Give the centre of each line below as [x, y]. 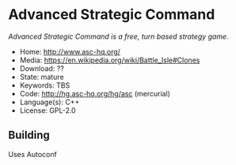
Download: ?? [42, 68]
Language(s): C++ [49, 102]
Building [29, 135]
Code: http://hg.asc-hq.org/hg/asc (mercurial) [95, 93]
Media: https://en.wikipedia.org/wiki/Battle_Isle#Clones [110, 60]
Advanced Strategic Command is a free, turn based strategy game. [118, 36]
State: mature [42, 77]
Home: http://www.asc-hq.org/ [70, 51]
